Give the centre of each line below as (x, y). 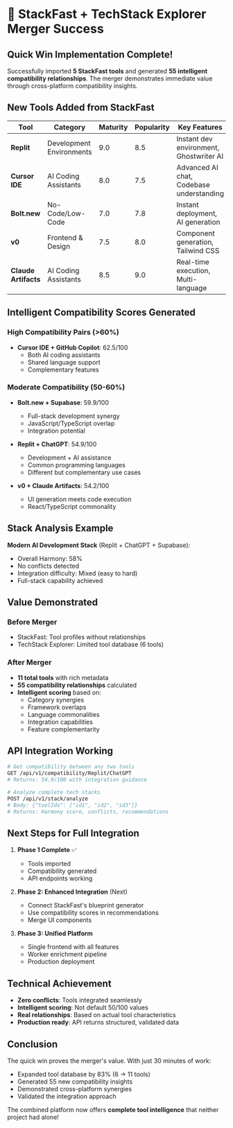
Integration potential (56, 431)
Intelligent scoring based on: (59, 692)
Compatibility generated (62, 871)
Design (59, 246)
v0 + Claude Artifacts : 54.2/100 (63, 485)
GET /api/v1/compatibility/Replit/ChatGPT (69, 773)
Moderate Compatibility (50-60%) (66, 388)
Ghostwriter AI (200, 156)
